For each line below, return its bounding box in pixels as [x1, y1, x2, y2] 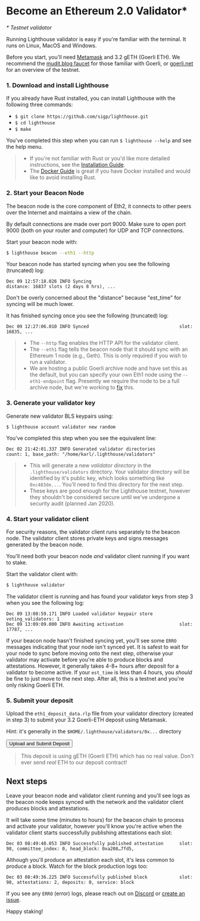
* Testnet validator [6, 24, 52, 31]
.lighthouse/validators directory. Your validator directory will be [29, 468, 190, 475]
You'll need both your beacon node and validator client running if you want [6, 553, 190, 559]
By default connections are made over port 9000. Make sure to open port [6, 220, 186, 228]
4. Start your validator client [6, 515, 89, 523]
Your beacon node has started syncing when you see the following [6, 261, 170, 268]
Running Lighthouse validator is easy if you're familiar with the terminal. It [6, 35, 186, 42]
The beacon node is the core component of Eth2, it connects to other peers [6, 202, 192, 210]
